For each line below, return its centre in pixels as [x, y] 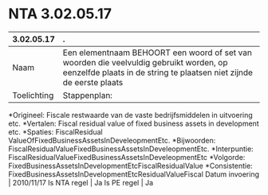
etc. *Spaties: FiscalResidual [55, 131]
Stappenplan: [88, 95]
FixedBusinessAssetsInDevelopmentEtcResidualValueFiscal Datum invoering [134, 174]
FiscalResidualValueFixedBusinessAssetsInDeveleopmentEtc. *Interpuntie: [131, 149]
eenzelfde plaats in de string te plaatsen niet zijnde [158, 72]
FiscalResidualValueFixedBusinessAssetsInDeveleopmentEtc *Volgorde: [127, 157]
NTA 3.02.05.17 [60, 14]
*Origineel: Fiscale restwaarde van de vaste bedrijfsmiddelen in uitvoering [130, 115]
